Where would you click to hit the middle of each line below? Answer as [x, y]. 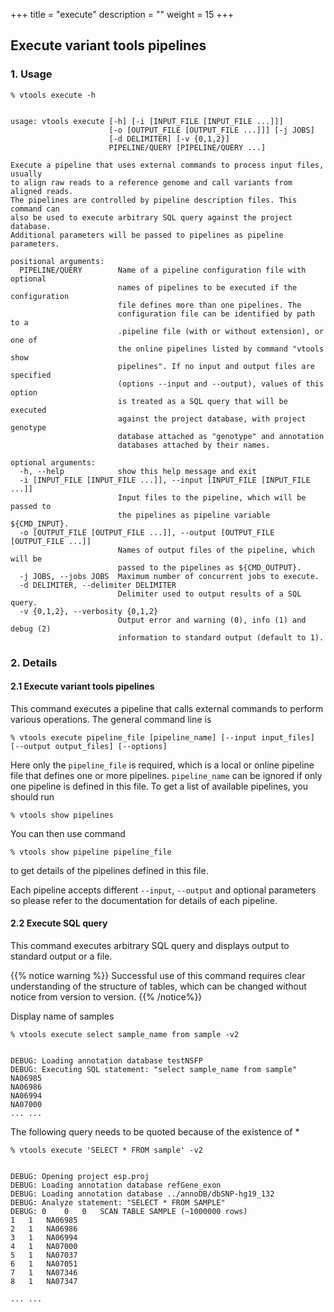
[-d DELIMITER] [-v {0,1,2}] [169, 139]
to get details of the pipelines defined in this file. [109, 870]
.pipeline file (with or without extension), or [221, 331]
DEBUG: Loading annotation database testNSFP [106, 1061]
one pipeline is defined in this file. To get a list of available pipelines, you [159, 786]
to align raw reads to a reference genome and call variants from [151, 182]
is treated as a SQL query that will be [202, 401]
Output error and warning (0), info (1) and [212, 620]
